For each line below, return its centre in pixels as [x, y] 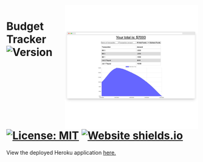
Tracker [26, 39]
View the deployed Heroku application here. [61, 152]
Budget [25, 26]
